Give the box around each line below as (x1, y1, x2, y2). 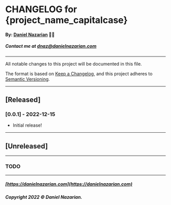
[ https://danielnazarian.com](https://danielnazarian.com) (5, 181, 133, 187)
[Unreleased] (5, 141, 48, 151)
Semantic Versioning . (5, 76, 50, 82)
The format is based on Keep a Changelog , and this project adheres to (5, 70, 153, 77)
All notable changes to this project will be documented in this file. (5, 61, 142, 67)
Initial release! (12, 122, 42, 128)
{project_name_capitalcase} (5, 14, 128, 26)
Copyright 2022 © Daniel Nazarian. (5, 194, 82, 200)
